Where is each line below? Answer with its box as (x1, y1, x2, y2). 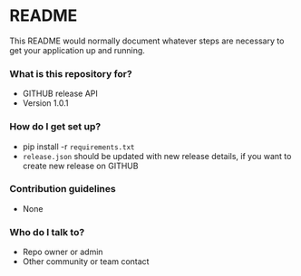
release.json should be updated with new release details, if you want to (22, 150, 292, 161)
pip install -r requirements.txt (22, 141, 135, 152)
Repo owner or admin (22, 246, 103, 258)
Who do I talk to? (9, 225, 85, 238)
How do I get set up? (9, 120, 102, 133)
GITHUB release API (22, 88, 98, 100)
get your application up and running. (9, 44, 145, 55)
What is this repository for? (9, 67, 133, 80)
